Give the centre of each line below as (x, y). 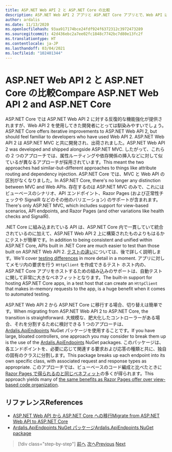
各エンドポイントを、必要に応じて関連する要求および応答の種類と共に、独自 (86, 349)
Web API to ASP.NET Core (40, 422)
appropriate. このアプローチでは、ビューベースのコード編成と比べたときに (84, 367)
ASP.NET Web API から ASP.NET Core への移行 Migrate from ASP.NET (86, 416)
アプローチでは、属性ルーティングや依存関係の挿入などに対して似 (93, 156)
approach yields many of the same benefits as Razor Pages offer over (79, 379)
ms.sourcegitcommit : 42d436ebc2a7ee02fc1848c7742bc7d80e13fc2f (74, 34)
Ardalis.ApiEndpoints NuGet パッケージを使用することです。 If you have (80, 331)
